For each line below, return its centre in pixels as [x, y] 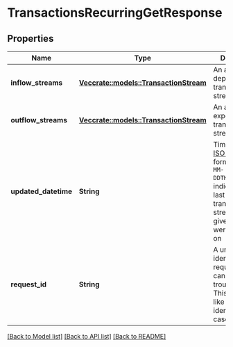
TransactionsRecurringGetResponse [115, 13]
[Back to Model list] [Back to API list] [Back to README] [87, 336]
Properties [31, 39]
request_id [29, 284]
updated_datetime [42, 191]
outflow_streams [39, 120]
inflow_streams [37, 83]
